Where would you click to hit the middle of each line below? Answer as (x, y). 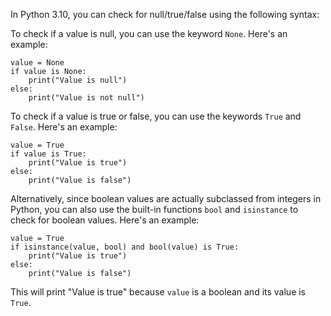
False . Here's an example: (64, 127)
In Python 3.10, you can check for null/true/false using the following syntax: (165, 14)
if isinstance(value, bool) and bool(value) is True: (125, 247)
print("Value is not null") (86, 98)
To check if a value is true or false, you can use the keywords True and (156, 116)
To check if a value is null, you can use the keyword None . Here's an (149, 33)
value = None (37, 63)
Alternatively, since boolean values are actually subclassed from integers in (166, 198)
